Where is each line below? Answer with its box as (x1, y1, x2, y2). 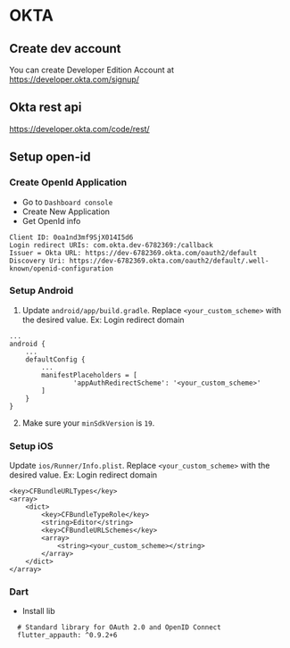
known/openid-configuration (9, 264, 114, 273)
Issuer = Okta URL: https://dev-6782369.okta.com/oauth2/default (9, 248, 257, 257)
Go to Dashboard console (21, 196, 113, 207)
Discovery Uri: (9, 256, 66, 265)
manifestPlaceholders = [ (41, 370, 138, 379)
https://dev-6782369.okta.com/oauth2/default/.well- (69, 256, 269, 265)
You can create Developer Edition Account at (9, 64, 174, 75)
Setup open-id (9, 149, 91, 165)
